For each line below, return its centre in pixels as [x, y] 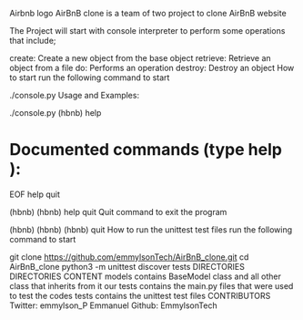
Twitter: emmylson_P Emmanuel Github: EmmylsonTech [113, 305]
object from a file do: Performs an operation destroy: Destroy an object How [152, 68]
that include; [33, 41]
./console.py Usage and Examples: [74, 95]
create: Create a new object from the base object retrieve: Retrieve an [140, 58]
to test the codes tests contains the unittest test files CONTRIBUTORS [140, 295]
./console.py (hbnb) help [56, 113]
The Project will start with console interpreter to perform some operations [147, 31]
